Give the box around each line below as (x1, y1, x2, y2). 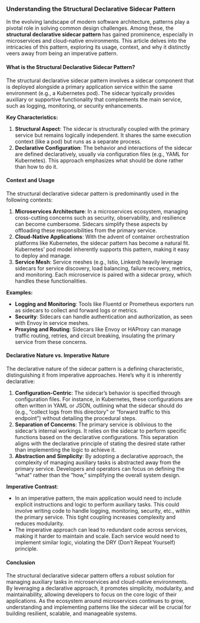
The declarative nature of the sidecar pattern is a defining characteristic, (6, 365, 185, 372)
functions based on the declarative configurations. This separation (14, 433, 179, 440)
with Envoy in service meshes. (14, 319, 90, 326)
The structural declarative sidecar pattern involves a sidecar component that (6, 77, 194, 84)
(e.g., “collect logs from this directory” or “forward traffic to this (14, 408, 171, 415)
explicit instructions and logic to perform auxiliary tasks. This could (14, 500, 180, 508)
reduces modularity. (14, 519, 64, 527)
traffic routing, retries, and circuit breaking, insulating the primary (14, 332, 176, 339)
